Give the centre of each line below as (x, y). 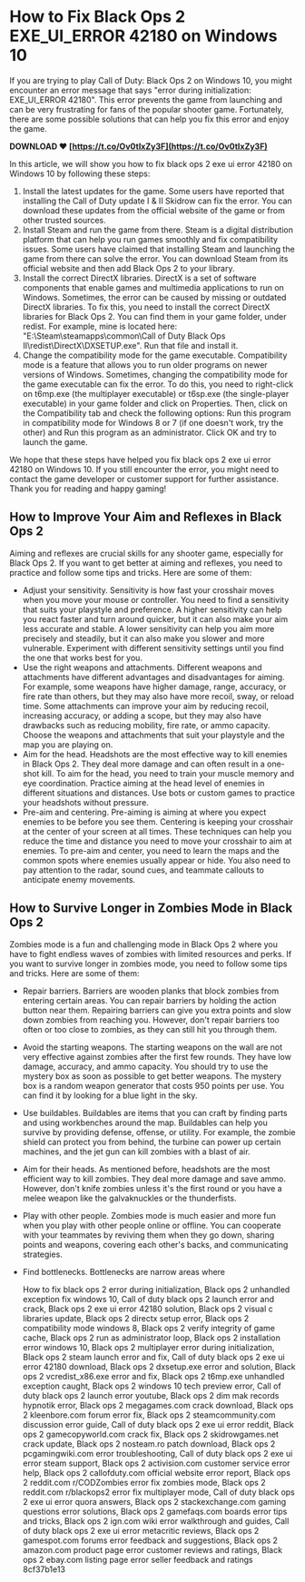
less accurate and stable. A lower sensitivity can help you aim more (148, 628)
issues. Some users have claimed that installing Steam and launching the (158, 249)
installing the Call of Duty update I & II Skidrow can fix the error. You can (157, 201)
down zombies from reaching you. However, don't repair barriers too (151, 1020)
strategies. (43, 1254)
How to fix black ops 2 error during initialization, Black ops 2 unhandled (156, 1289)
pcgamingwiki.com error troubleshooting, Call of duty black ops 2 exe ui (157, 1453)
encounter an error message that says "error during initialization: (130, 90)
